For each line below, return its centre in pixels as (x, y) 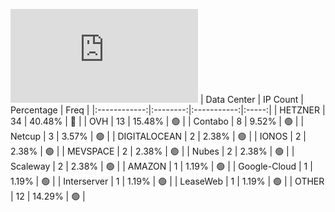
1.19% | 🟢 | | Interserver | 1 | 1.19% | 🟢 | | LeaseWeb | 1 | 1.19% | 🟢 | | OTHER (167, 181)
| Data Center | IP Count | (251, 99)
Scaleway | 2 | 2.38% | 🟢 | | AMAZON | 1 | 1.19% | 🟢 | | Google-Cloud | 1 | (161, 166)
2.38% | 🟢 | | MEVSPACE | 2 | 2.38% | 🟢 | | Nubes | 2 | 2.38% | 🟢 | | (152, 151)
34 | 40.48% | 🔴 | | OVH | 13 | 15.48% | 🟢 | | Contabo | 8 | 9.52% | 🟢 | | (157, 121)
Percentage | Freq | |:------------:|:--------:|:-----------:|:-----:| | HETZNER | (168, 110)
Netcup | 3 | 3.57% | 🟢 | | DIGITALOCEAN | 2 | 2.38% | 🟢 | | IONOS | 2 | (158, 136)
